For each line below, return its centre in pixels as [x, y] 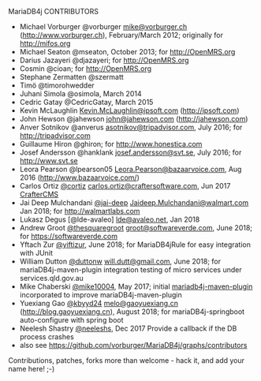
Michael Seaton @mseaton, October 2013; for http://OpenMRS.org [127, 52]
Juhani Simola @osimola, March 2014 [80, 93]
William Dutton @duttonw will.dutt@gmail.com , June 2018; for [120, 261]
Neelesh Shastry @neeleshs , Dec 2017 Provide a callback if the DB [128, 328]
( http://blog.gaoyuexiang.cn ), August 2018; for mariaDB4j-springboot [132, 312]
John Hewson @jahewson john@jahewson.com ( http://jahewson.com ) [134, 119]
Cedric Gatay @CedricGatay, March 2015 [86, 102]
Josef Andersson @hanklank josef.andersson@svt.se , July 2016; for [130, 152]
